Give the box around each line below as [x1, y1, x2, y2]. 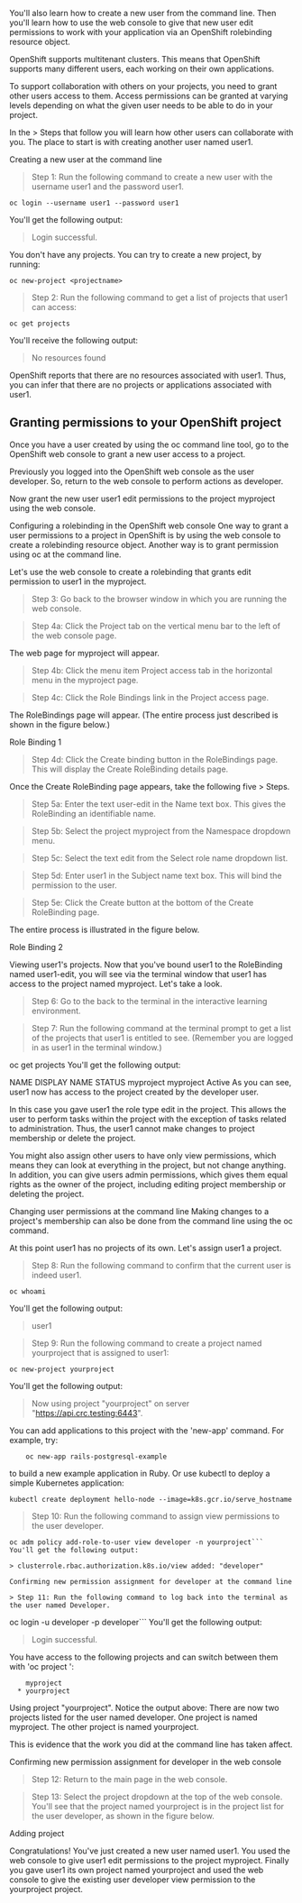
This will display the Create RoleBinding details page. [31, 764, 229, 774]
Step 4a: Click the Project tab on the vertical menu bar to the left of [31, 620, 281, 631]
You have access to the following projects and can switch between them [9, 1651, 279, 1662]
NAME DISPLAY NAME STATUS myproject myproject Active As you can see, [9, 1076, 292, 1087]
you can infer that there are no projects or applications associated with [9, 380, 272, 390]
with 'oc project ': [9, 1661, 75, 1671]
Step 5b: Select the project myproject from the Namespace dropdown [31, 825, 291, 837]
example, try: [9, 1434, 59, 1445]
